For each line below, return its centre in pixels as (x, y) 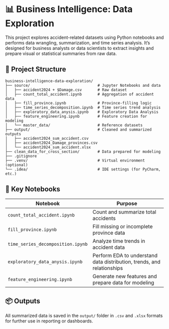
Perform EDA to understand (125, 255)
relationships (108, 268)
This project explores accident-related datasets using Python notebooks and (84, 37)
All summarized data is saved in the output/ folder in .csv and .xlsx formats (84, 316)
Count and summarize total (124, 212)
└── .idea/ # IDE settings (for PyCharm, (83, 169)
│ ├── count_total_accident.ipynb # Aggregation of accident (80, 94)
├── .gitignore (21, 156)
